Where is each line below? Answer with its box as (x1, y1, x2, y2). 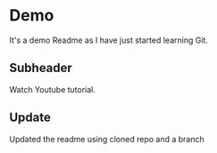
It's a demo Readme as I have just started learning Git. (9, 35, 208, 45)
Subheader (9, 60, 73, 76)
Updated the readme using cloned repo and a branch (9, 133, 205, 144)
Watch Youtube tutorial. (9, 84, 96, 94)
